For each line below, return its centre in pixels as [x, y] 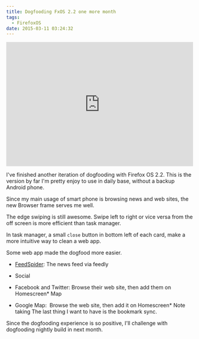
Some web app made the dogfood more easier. [64, 253]
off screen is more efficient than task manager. [64, 223]
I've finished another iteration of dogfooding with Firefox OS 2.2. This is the [99, 175]
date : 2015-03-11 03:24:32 [40, 28]
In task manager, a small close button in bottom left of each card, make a [96, 235]
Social [22, 276]
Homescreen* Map [38, 294]
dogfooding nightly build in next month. [55, 329]
